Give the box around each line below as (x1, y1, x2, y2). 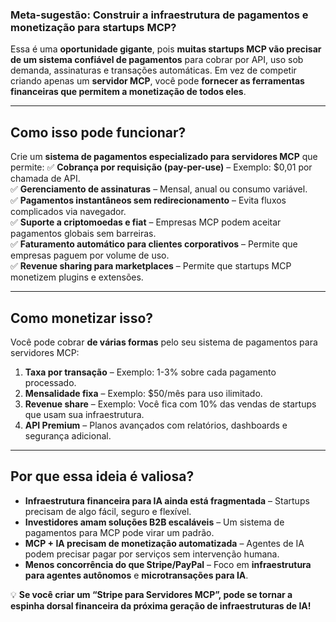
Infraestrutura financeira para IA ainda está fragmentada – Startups (24, 494, 310, 507)
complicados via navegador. (10, 206, 127, 218)
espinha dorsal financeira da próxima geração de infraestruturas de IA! (10, 599, 312, 612)
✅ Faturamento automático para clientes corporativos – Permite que (10, 238, 298, 250)
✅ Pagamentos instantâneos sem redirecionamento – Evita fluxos (10, 194, 287, 207)
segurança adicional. (24, 429, 112, 442)
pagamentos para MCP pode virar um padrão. (24, 526, 215, 538)
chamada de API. (10, 173, 81, 185)
